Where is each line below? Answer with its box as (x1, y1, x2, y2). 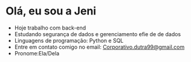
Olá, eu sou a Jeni (5, 4, 97, 18)
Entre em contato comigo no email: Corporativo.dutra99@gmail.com (14, 43, 185, 51)
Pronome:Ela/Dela (14, 49, 60, 57)
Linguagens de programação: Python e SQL (14, 37, 124, 44)
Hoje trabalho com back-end (14, 24, 86, 31)
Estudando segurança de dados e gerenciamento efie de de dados (14, 30, 181, 37)
